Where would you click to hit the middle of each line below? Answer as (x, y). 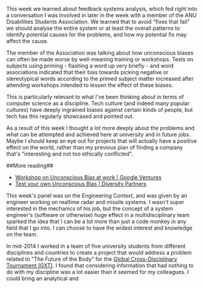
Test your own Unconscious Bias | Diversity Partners (81, 184)
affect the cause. (27, 41)
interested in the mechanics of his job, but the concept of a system (90, 208)
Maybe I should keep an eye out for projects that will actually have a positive (101, 141)
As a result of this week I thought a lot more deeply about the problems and (101, 128)
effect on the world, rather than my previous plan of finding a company (95, 147)
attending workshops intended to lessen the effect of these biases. (90, 85)
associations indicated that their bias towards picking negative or (87, 72)
